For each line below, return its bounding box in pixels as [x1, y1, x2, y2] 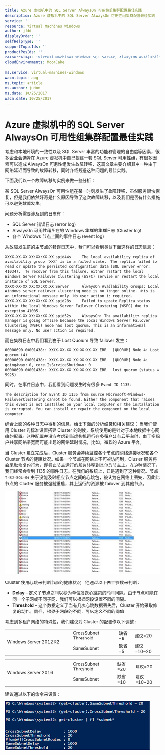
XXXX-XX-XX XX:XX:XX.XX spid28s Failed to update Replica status [5, 299, 151, 304]
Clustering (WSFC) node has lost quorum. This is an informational [5, 323, 146, 328]
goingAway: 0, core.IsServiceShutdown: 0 [5, 363, 91, 368]
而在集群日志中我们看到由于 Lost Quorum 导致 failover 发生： [5, 337, 129, 344]
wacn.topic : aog [5, 75, 38, 81]
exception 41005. [5, 309, 41, 314]
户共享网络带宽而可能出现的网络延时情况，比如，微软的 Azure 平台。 [5, 439, 144, 445]
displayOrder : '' [5, 34, 41, 39]
